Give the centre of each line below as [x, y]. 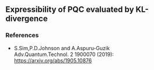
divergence [27, 19]
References [22, 36]
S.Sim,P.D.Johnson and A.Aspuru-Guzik [62, 48]
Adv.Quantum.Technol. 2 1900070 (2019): [64, 54]
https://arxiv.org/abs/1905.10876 [53, 60]
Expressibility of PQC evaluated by [70, 10]
